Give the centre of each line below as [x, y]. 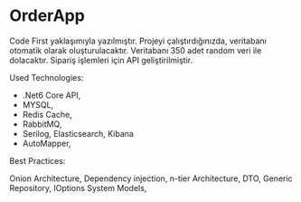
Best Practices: [38, 160]
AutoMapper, [47, 143]
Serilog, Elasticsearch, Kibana [78, 133]
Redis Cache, [47, 114]
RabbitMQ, [42, 124]
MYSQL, [38, 104]
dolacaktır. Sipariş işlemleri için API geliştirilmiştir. [101, 60]
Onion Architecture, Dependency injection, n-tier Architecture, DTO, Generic [151, 178]
